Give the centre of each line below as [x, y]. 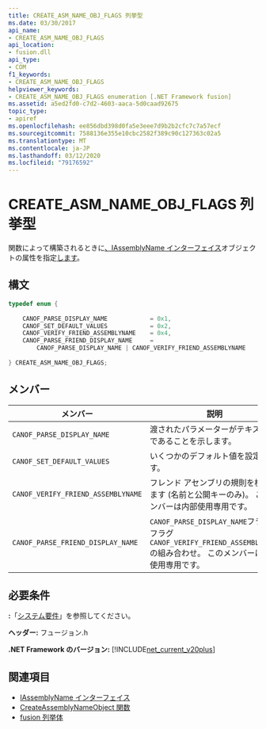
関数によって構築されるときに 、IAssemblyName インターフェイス [115, 248]
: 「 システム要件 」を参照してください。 [72, 616]
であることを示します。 [193, 441]
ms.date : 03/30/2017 [42, 23]
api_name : [25, 30]
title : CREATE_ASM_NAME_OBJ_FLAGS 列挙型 [76, 15]
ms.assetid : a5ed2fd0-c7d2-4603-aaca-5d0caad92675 [93, 104]
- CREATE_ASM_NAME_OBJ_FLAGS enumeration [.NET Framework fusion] [120, 97]
